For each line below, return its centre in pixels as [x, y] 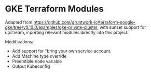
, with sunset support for [122, 27]
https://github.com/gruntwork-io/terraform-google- [85, 22]
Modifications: [19, 41]
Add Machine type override [39, 56]
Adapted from [19, 22]
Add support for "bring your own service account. [62, 51]
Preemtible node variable [37, 61]
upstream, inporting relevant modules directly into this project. [67, 32]
